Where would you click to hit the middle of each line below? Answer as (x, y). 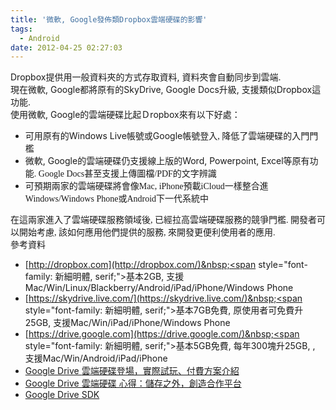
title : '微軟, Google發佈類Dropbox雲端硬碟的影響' (109, 19)
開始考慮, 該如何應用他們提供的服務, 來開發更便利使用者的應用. (147, 232)
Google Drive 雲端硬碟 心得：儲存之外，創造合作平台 (133, 383)
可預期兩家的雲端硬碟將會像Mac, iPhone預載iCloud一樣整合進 (146, 186)
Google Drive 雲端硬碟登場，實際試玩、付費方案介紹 (132, 371)
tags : (21, 29)
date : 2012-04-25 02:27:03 (66, 47)
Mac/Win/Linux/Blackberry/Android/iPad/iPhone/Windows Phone (159, 288)
